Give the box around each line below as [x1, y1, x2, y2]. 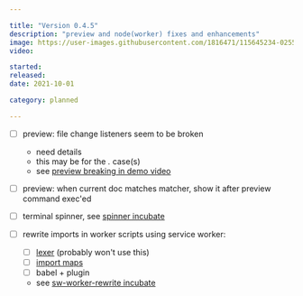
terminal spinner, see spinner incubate [22, 210, 165, 221]
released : [9, 71, 47, 80]
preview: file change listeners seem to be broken [22, 128, 205, 139]
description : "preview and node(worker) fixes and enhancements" [9, 29, 260, 39]
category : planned [9, 96, 78, 105]
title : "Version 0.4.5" [9, 21, 99, 30]
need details [35, 146, 83, 157]
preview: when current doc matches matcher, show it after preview [22, 182, 271, 194]
